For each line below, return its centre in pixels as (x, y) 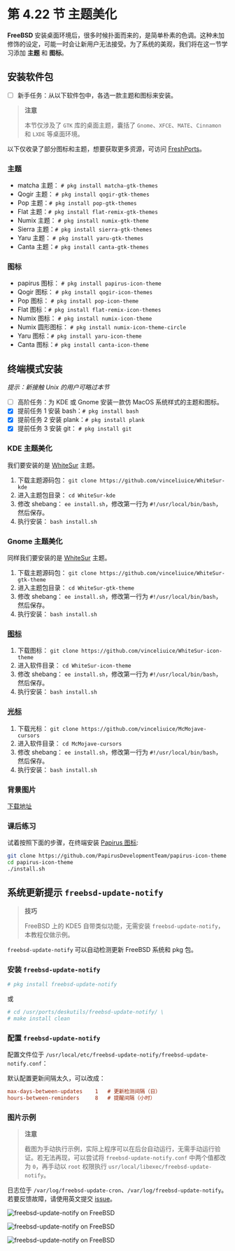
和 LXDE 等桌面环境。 (54, 133)
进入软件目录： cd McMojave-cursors (70, 743)
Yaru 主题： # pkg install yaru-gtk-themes (80, 238)
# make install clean (39, 1019)
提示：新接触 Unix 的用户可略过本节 (58, 388)
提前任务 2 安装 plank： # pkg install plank (81, 420)
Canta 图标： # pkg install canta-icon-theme (83, 345)
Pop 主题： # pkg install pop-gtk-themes (77, 203)
